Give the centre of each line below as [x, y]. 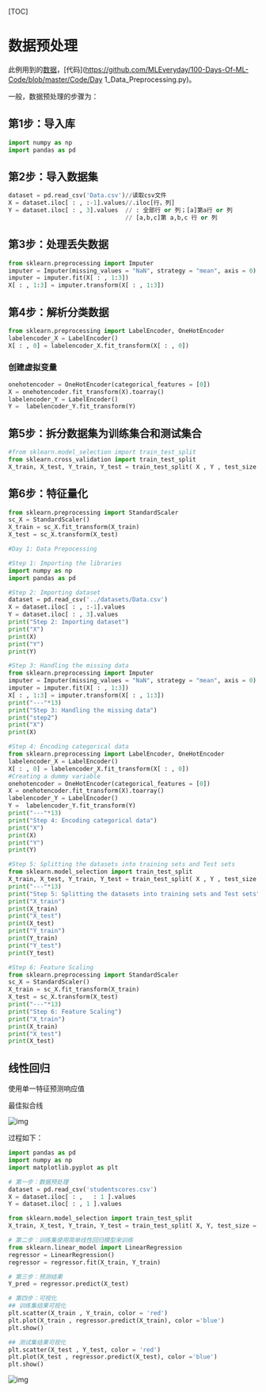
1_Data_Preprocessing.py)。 [150, 79]
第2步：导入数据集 [53, 177]
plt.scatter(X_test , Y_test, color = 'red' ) [84, 1350]
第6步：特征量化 [48, 494]
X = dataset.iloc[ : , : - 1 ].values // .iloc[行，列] [92, 203]
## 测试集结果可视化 [37, 1342]
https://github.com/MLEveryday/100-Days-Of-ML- [167, 69]
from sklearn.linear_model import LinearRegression [95, 1247]
